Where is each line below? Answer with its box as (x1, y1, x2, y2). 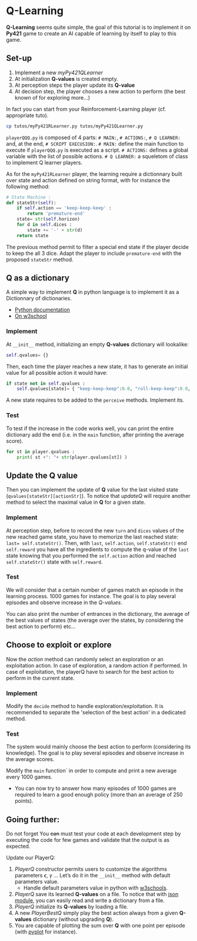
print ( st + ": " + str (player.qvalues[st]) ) (16, 454, 128, 460)
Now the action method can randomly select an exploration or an (6, 655, 163, 663)
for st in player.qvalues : (6, 448, 75, 455)
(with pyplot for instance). (14, 928, 78, 936)
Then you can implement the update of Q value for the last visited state (6, 486, 178, 493)
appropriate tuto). (6, 112, 49, 119)
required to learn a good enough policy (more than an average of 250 (14, 791, 183, 798)
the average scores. (6, 756, 55, 763)
